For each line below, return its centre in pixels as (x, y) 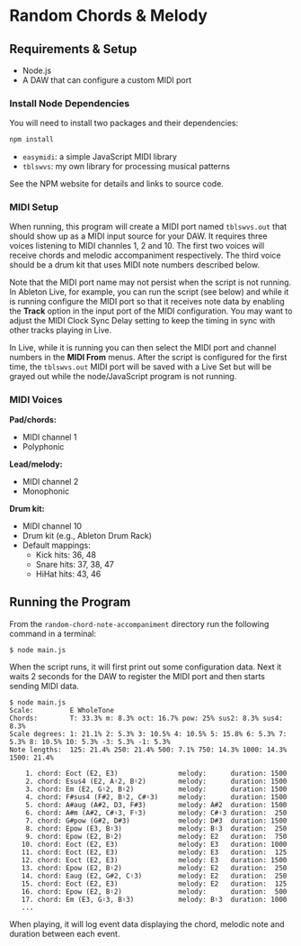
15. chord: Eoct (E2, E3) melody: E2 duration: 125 (154, 884)
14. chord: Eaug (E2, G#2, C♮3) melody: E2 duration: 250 (154, 876)
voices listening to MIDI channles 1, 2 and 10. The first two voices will (137, 246)
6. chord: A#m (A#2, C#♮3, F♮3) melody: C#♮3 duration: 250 (156, 813)
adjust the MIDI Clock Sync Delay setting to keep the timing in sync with (142, 321)
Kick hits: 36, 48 (66, 554)
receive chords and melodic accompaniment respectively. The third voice (145, 255)
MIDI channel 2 (50, 481)
